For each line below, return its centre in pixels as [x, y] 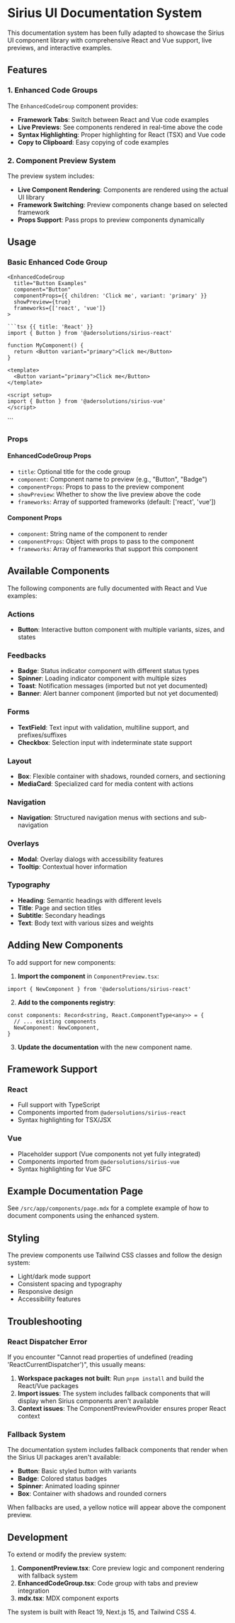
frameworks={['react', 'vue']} [60, 308]
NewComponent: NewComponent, [57, 1027]
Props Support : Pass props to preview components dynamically [111, 220]
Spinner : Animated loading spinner [69, 1486]
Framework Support [52, 1069]
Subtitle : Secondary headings [61, 915]
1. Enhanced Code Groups [52, 90]
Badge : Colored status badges [62, 1479]
